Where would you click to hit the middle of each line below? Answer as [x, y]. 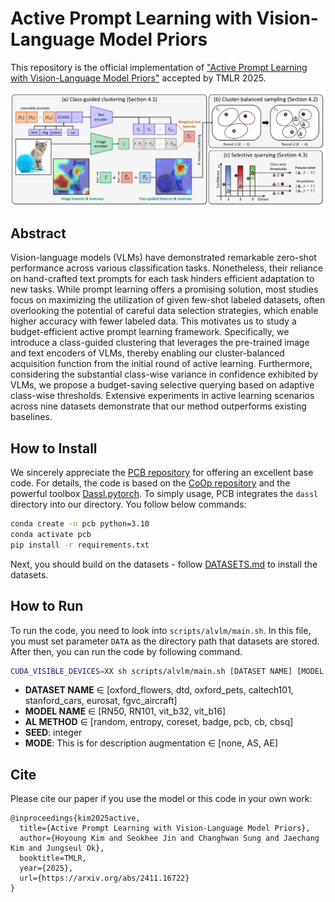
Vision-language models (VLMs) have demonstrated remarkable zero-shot [163, 258]
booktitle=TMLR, [53, 858]
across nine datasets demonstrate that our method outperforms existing [158, 406]
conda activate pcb [51, 535]
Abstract [38, 233]
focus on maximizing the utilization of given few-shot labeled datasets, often [168, 300]
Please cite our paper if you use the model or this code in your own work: [161, 799]
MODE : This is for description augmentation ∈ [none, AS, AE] [151, 743]
